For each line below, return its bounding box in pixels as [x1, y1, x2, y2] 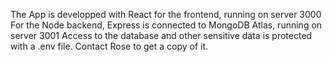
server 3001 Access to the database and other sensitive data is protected [10, 30, 313, 41]
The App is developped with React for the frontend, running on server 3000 [10, 9, 322, 20]
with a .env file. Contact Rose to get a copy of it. [10, 40, 209, 52]
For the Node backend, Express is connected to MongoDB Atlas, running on [10, 19, 323, 31]
